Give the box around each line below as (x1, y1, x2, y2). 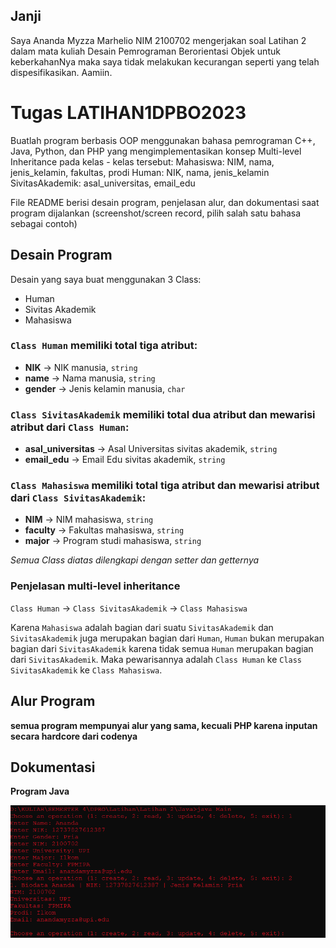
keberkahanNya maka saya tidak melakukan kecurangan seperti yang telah (10, 55, 320, 68)
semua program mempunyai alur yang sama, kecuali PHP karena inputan (10, 719, 318, 731)
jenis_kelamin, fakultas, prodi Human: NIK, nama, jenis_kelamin (10, 166, 270, 178)
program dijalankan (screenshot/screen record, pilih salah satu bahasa (10, 207, 302, 219)
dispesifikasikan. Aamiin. (10, 66, 113, 78)
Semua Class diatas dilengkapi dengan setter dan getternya (10, 554, 260, 566)
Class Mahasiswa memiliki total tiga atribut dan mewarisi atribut (10, 479, 320, 493)
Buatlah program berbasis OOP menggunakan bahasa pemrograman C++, (10, 134, 316, 146)
